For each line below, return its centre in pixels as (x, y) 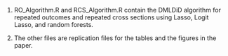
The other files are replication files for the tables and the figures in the (115, 38)
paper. (23, 45)
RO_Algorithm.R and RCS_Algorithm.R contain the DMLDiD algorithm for (117, 10)
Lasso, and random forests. (53, 25)
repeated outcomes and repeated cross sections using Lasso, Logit (111, 17)
